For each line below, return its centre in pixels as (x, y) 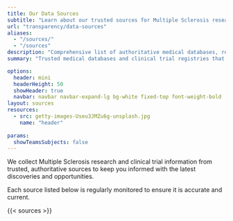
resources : (23, 110)
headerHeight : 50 (38, 84)
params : (18, 136)
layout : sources (31, 104)
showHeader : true (38, 91)
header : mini (32, 78)
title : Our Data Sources (43, 14)
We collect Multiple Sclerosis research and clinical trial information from (110, 162)
